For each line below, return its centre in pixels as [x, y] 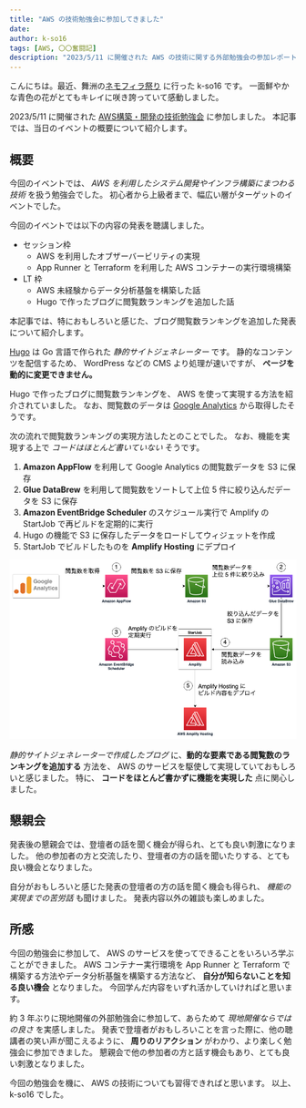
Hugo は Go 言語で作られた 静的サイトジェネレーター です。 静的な [135, 352]
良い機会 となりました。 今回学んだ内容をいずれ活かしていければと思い [151, 987]
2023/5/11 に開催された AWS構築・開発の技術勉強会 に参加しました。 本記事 [153, 117]
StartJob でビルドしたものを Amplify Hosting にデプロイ [129, 546]
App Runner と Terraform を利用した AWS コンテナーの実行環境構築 [163, 267]
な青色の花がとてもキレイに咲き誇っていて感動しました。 [117, 97]
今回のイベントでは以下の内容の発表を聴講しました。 [109, 225]
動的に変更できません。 [53, 374]
